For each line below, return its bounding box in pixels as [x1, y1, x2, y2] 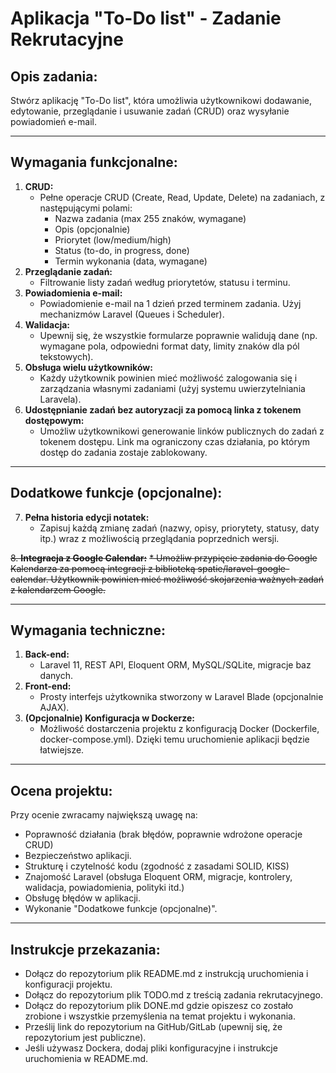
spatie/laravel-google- [197, 562, 290, 574]
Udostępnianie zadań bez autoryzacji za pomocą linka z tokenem [24, 403, 302, 416]
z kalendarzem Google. [10, 583, 107, 596]
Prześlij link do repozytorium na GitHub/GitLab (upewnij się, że [24, 1021, 283, 1033]
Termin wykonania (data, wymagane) [54, 255, 208, 267]
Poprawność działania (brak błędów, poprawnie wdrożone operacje [24, 828, 303, 841]
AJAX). [39, 702, 70, 714]
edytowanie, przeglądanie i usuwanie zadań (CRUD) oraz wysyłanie [10, 105, 290, 117]
